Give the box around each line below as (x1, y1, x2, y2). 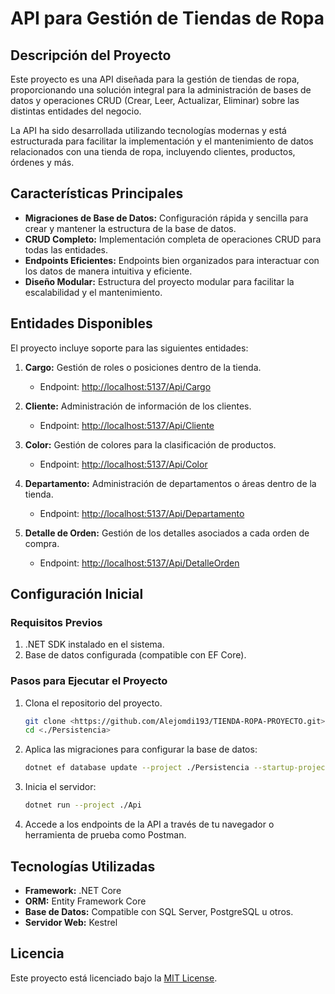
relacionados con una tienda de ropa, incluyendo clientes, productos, (10, 146, 296, 157)
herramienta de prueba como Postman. (24, 829, 187, 841)
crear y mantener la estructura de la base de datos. (24, 222, 237, 234)
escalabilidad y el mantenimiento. (24, 286, 163, 298)
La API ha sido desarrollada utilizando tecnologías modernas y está (10, 125, 287, 136)
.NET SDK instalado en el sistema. (24, 638, 165, 651)
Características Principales (10, 185, 184, 202)
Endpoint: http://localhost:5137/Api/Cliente (39, 419, 215, 431)
